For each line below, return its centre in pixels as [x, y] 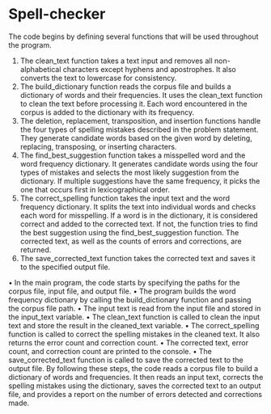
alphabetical [40, 69]
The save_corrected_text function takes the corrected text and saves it [138, 258]
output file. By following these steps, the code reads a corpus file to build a [133, 368]
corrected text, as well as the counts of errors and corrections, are [131, 241]
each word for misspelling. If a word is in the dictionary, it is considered [139, 215]
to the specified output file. [65, 267]
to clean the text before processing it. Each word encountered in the [134, 103]
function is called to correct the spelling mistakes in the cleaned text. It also [134, 334]
